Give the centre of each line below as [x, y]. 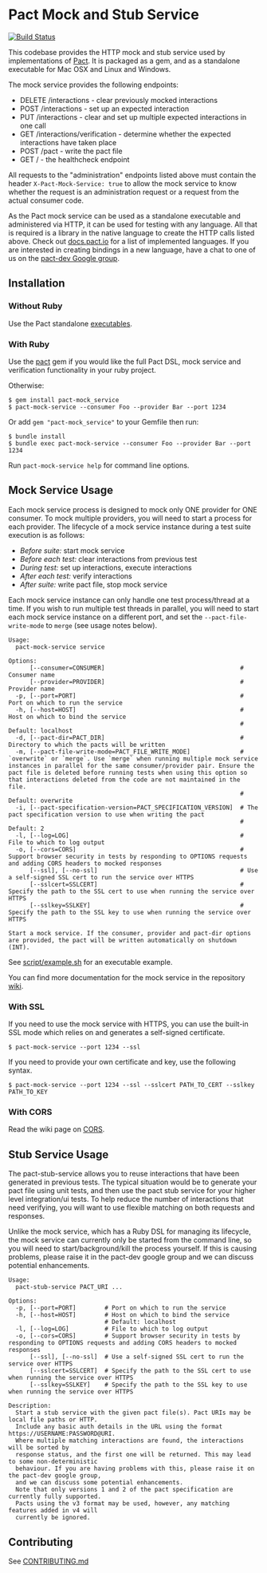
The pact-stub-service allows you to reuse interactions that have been [124, 1174]
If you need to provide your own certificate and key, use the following [122, 1062]
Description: [30, 1406]
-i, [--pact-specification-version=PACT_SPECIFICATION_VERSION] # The [137, 808]
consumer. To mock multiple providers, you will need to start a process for [130, 518]
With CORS [30, 1112]
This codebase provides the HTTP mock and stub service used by [117, 52]
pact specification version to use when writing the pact [106, 814]
